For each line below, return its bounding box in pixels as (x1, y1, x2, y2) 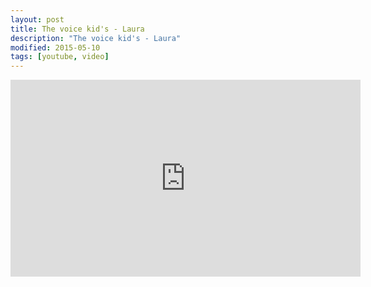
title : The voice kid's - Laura (10, 24, 145, 34)
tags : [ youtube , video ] (10, 52, 110, 62)
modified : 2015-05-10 (10, 42, 101, 53)
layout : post (10, 14, 65, 25)
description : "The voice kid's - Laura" (10, 33, 182, 43)
